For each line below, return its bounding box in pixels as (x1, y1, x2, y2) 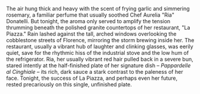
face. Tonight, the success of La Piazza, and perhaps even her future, (6, 74, 178, 82)
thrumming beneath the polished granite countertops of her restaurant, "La (6, 24, 190, 31)
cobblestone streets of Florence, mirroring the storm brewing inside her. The (6, 37, 195, 43)
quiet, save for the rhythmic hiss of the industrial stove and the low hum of (6, 49, 189, 56)
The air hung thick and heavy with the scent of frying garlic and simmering (6, 5, 190, 12)
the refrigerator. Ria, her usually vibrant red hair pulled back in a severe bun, (6, 56, 193, 62)
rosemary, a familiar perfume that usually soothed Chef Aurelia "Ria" (6, 11, 175, 18)
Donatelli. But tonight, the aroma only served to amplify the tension (6, 18, 171, 24)
